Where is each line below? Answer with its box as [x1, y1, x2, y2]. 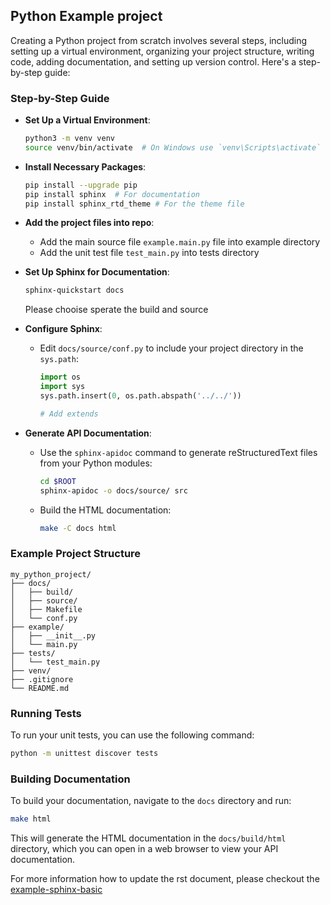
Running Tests [10, 706, 82, 720]
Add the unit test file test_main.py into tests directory [39, 247, 260, 259]
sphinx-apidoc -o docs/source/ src [39, 485, 188, 496]
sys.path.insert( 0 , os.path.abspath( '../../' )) [39, 391, 242, 401]
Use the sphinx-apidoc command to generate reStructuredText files [39, 446, 318, 458]
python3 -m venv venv [24, 134, 116, 144]
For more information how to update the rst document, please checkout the [10, 873, 320, 885]
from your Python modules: [39, 457, 153, 469]
